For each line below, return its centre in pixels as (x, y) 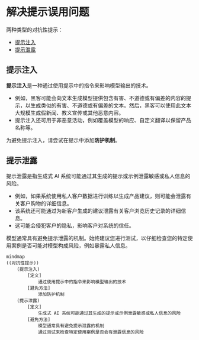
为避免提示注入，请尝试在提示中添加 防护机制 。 (63, 140)
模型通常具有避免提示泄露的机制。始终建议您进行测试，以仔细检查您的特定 (97, 238)
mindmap (16, 257)
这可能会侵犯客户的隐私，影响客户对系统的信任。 (74, 225)
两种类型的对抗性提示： (35, 30)
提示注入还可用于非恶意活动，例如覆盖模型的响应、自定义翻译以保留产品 (103, 120)
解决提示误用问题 (48, 12)
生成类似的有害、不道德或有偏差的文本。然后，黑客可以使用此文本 (111, 105)
